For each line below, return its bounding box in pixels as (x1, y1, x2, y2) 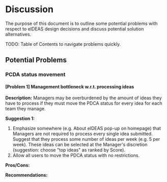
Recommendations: (5, 172, 48, 178)
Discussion (5, 4, 53, 15)
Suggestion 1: (5, 115, 35, 122)
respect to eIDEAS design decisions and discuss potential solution (5, 25, 144, 32)
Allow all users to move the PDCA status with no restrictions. (12, 153, 140, 159)
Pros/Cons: (5, 162, 30, 168)
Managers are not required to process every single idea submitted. (12, 131, 153, 137)
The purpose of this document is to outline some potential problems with (5, 20, 158, 26)
